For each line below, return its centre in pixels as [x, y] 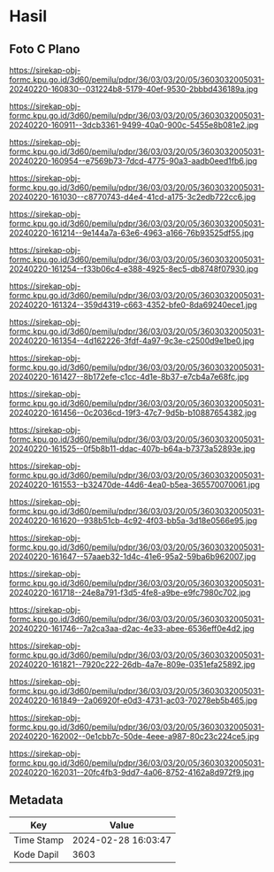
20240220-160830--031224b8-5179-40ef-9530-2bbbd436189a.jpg [134, 89]
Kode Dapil [36, 854]
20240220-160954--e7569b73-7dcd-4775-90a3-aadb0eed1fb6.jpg [133, 161]
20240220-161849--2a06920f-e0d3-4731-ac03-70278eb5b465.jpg [133, 700]
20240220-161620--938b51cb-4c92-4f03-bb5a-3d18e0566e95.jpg [133, 521]
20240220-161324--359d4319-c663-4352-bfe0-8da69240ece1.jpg [133, 305]
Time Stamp [39, 840]
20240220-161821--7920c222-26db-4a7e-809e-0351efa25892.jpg [132, 664]
